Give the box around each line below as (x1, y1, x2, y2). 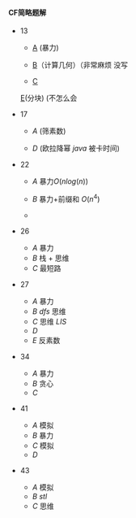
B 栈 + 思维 (32, 253, 70, 263)
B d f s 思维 (32, 306, 66, 316)
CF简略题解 (8, 7, 47, 17)
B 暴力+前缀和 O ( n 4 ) (32, 193, 100, 203)
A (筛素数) (32, 126, 66, 136)
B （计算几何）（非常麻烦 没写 (32, 60, 128, 70)
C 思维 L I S (32, 316, 67, 326)
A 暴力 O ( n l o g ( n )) (32, 176, 89, 186)
